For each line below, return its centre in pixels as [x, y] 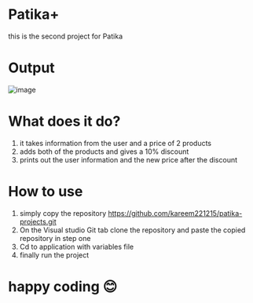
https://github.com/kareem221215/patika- [175, 213]
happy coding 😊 [63, 286]
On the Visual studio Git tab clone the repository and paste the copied [132, 230]
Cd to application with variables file [77, 246]
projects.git [38, 221]
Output [31, 68]
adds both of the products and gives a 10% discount [104, 151]
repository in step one [55, 238]
